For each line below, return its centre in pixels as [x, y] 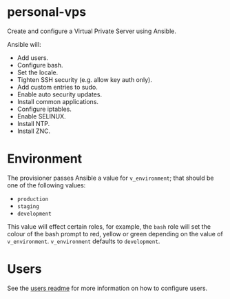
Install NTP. [33, 123]
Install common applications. [57, 101]
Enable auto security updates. [59, 94]
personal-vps [47, 12]
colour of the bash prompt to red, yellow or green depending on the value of [115, 234]
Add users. [33, 58]
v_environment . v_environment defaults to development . [84, 241]
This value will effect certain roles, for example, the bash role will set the [109, 226]
